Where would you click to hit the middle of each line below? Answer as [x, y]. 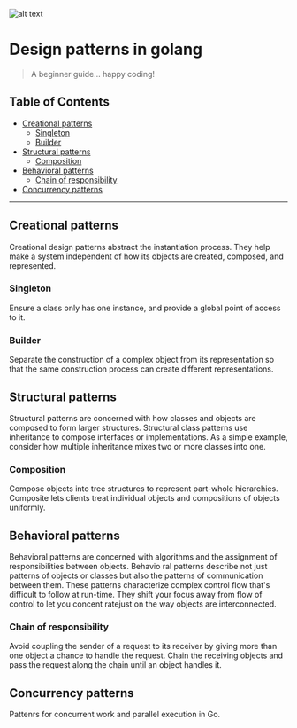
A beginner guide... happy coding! [93, 74]
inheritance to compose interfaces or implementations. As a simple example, [148, 437]
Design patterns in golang [106, 50]
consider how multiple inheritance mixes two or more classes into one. [138, 446]
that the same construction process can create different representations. [141, 369]
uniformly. [27, 508]
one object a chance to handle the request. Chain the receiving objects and [146, 655]
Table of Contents [60, 102]
